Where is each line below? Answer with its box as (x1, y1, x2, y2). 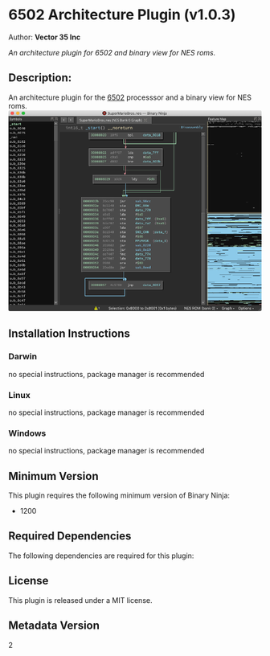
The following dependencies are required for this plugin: (8, 551, 194, 560)
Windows (8, 428, 47, 439)
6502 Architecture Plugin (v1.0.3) (8, 6, 236, 24)
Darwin (8, 351, 38, 363)
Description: (8, 71, 72, 85)
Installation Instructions (8, 327, 131, 341)
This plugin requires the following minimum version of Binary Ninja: (8, 490, 231, 500)
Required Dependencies (8, 529, 132, 543)
